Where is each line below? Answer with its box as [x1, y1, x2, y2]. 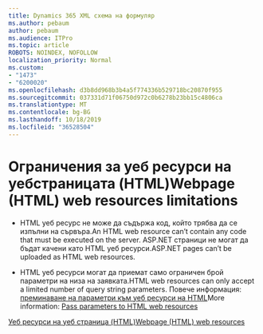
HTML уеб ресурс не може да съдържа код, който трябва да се [19, 217, 237, 228]
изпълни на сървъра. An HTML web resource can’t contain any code [19, 226, 247, 236]
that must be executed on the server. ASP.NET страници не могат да [19, 235, 249, 245]
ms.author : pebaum [8, 19, 69, 27]
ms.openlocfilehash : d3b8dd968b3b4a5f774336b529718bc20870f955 [8, 85, 223, 94]
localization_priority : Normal [8, 57, 112, 65]
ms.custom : [8, 64, 45, 72]
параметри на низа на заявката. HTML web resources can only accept [19, 276, 255, 285]
